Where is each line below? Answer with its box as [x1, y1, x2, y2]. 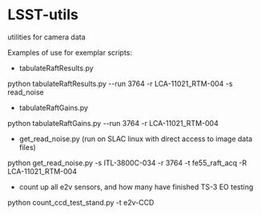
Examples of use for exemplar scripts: [7, 47, 133, 57]
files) [18, 142, 37, 152]
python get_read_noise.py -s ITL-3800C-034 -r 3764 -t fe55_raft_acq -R [7, 158, 247, 168]
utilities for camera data [7, 32, 86, 42]
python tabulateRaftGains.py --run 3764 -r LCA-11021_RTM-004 [7, 118, 219, 128]
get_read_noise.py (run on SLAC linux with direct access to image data [18, 134, 253, 144]
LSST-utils [7, 6, 79, 24]
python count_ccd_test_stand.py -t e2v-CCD [7, 197, 155, 207]
